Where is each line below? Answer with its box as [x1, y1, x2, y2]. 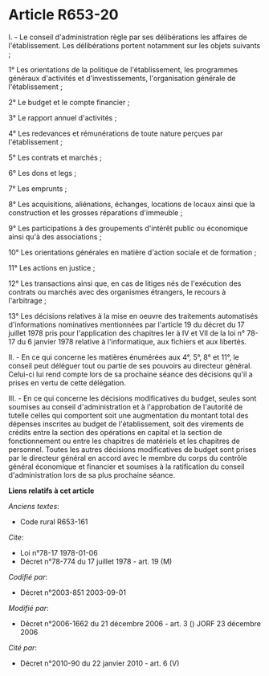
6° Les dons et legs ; [8, 168, 77, 177]
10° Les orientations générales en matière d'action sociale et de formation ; [8, 247, 257, 257]
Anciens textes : [8, 501, 60, 511]
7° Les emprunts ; [8, 183, 67, 193]
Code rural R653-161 [19, 516, 88, 527]
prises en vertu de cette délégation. [8, 377, 127, 387]
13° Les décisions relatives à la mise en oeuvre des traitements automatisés [8, 311, 259, 320]
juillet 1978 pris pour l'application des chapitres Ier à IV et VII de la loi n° [8, 328, 246, 338]
